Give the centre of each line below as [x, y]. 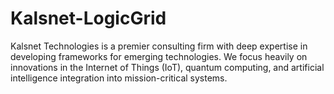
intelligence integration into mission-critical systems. [119, 78]
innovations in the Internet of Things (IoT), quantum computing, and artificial [167, 67]
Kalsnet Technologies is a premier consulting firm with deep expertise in [159, 46]
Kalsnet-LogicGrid [88, 18]
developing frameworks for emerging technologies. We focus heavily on [159, 56]
